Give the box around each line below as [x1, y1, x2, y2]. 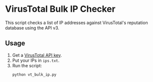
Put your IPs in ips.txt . [12, 57, 60, 63]
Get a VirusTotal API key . [12, 52, 62, 58]
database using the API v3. [5, 25, 60, 30]
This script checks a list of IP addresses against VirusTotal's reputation [5, 20, 148, 26]
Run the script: [12, 62, 42, 68]
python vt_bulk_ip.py [12, 72, 56, 77]
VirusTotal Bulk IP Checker [5, 3, 116, 15]
